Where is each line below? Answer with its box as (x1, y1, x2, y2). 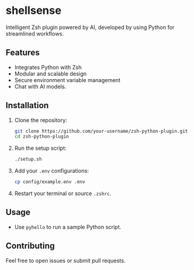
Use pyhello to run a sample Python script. (14, 223, 121, 230)
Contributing (5, 241, 55, 251)
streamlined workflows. (5, 30, 64, 37)
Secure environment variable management (14, 76, 121, 83)
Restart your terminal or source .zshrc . (14, 190, 112, 197)
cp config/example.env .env (14, 179, 85, 185)
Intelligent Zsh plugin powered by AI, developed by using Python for (5, 24, 175, 31)
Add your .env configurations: (14, 167, 89, 175)
